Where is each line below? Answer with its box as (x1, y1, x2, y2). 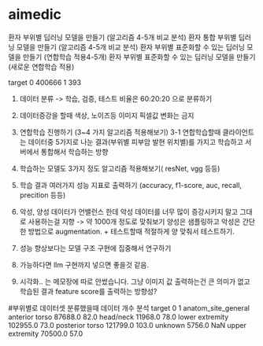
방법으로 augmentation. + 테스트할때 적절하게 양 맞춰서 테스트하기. (28, 226, 235, 236)
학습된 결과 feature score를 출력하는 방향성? (19, 286, 157, 296)
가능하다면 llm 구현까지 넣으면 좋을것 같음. (19, 259, 150, 269)
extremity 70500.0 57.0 (8, 329, 83, 338)
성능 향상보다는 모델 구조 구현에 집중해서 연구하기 (19, 243, 172, 252)
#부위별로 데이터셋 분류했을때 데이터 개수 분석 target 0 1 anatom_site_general (8, 303, 250, 312)
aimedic (8, 6, 61, 24)
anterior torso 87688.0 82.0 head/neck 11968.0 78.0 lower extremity (8, 312, 229, 322)
